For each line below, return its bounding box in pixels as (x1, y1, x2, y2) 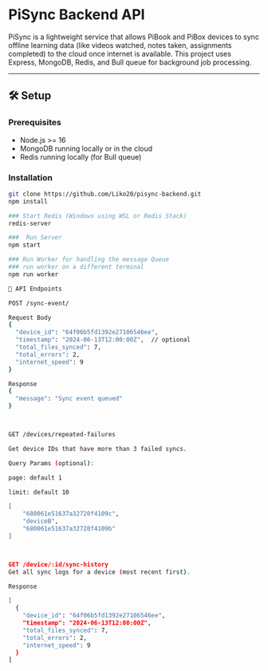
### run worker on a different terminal (8, 263, 145, 271)
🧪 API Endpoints (8, 285, 62, 293)
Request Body (8, 314, 52, 322)
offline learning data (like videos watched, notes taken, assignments (8, 40, 232, 49)
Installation (8, 172, 53, 183)
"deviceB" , (22, 517, 59, 526)
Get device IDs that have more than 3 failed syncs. (8, 444, 187, 452)
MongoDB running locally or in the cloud (19, 144, 153, 153)
